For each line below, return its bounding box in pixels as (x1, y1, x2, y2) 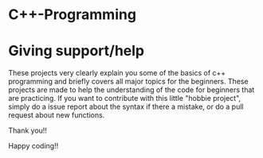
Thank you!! (8, 125, 48, 136)
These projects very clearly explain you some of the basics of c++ (8, 68, 226, 78)
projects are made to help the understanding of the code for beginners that (8, 85, 255, 94)
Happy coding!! (8, 141, 59, 151)
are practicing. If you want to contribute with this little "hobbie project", (8, 94, 241, 103)
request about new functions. (8, 110, 105, 120)
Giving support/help (8, 42, 145, 60)
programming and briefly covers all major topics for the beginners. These (8, 77, 249, 87)
